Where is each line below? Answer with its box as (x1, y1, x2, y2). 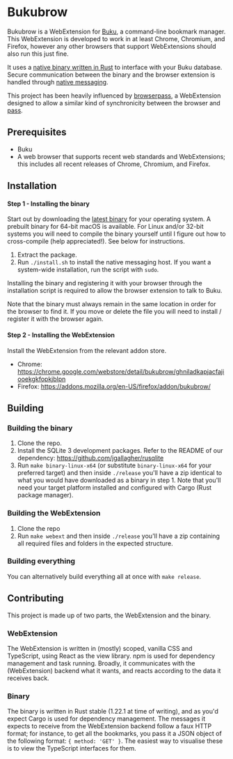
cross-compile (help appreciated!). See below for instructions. (7, 237, 186, 246)
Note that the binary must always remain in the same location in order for (7, 300, 216, 308)
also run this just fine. (7, 50, 69, 58)
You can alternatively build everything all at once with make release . (7, 572, 202, 580)
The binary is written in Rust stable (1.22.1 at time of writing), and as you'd (7, 707, 219, 716)
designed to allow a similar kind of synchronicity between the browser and (7, 98, 220, 107)
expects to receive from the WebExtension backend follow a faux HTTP (7, 722, 212, 730)
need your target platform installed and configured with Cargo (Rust (17, 483, 212, 492)
